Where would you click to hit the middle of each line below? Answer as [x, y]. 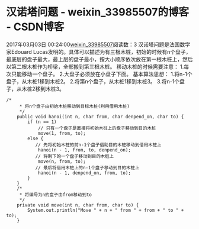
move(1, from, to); [62, 133]
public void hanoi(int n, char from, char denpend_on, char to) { [100, 117]
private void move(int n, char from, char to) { [78, 205]
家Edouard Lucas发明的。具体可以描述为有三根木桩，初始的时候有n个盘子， [99, 51]
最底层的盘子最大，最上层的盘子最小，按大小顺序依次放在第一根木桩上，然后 [99, 59]
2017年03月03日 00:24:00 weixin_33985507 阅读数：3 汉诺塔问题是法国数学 [98, 44]
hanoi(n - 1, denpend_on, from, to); [84, 173]
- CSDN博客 [35, 27]
